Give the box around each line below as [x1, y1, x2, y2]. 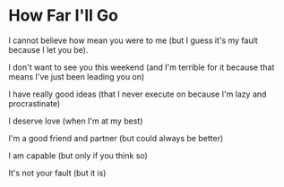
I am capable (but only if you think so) [8, 149, 149, 161]
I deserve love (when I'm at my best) [8, 115, 143, 126]
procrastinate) [8, 98, 61, 108]
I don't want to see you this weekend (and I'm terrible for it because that [8, 62, 275, 72]
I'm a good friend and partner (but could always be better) [8, 132, 224, 143]
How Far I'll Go [8, 5, 118, 26]
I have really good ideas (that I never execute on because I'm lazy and [8, 89, 267, 99]
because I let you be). [8, 44, 89, 55]
